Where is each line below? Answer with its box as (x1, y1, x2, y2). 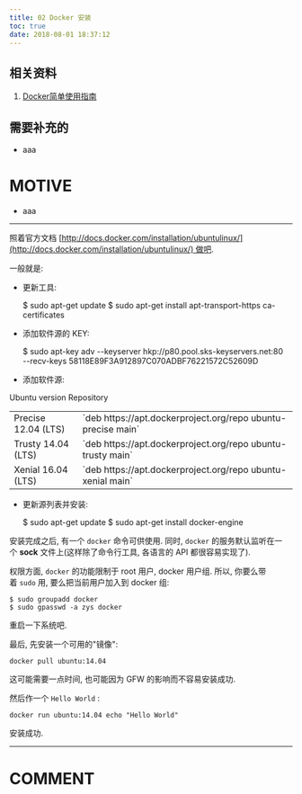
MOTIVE (9, 176, 73, 196)
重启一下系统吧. (9, 620, 67, 630)
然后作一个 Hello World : (9, 693, 101, 704)
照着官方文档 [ (9, 232, 63, 243)
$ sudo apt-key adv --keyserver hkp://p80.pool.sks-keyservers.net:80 (22, 345, 284, 356)
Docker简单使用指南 (22, 91, 97, 102)
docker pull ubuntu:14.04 (9, 657, 106, 666)
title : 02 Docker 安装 (9, 13, 92, 22)
